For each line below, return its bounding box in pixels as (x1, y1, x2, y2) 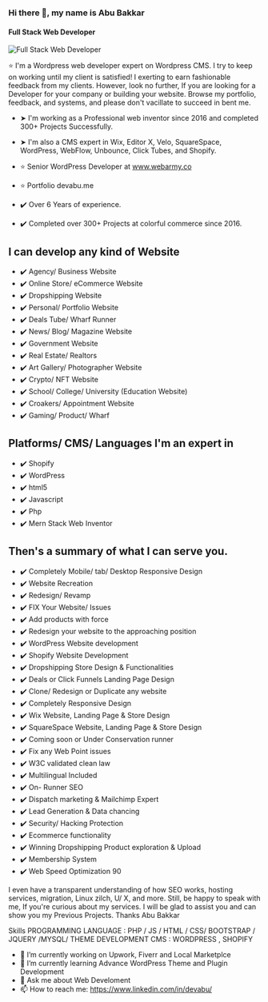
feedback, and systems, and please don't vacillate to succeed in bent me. (8, 98, 251, 107)
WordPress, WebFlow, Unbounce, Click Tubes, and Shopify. (19, 146, 217, 155)
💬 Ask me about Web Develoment (19, 975, 131, 984)
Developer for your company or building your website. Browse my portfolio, (8, 90, 257, 99)
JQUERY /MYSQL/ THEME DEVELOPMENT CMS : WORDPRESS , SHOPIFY (8, 934, 254, 944)
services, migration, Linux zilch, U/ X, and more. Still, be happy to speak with (8, 893, 262, 903)
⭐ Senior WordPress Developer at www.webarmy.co (19, 162, 192, 171)
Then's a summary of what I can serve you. (8, 545, 228, 558)
